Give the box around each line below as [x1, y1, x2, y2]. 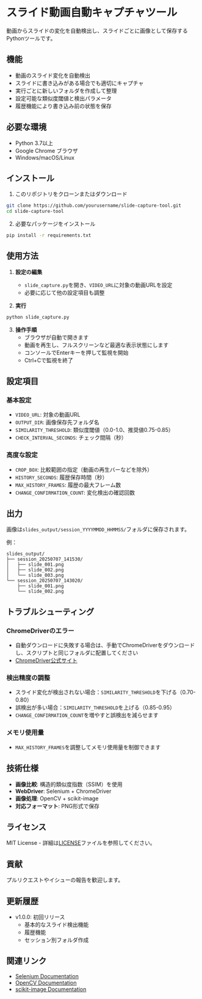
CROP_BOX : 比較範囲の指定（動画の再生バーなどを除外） [15, 466, 153, 473]
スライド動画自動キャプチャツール [6, 6, 178, 20]
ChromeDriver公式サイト [15, 657, 78, 664]
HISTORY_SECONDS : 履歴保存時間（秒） [15, 474, 108, 481]
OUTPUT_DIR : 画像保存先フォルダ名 [15, 418, 99, 426]
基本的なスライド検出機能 [24, 921, 89, 929]
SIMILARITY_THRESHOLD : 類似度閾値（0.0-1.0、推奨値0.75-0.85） [15, 426, 174, 434]
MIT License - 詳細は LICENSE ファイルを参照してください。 [6, 839, 156, 847]
